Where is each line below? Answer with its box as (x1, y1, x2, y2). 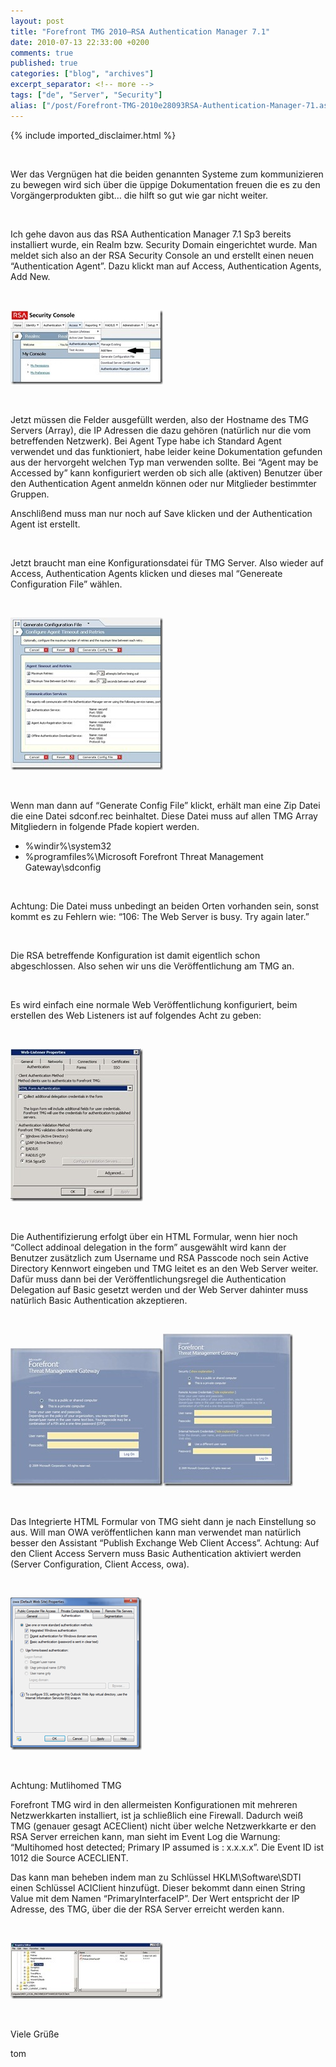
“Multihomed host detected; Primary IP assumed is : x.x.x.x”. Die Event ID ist (10, 1841, 324, 1853)
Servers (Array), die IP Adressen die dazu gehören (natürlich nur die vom (10, 424, 312, 436)
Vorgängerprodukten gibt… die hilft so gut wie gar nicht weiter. (10, 189, 269, 201)
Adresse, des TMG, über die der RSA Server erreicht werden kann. (10, 1903, 285, 1915)
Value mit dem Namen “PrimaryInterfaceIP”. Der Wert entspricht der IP (10, 1892, 300, 1904)
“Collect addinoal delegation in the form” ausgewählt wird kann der (10, 1241, 287, 1253)
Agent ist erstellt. (10, 518, 81, 530)
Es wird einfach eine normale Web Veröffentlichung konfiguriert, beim (10, 998, 298, 1010)
